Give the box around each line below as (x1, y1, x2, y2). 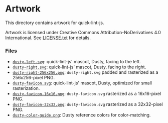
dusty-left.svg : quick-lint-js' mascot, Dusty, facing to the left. (12, 59, 141, 65)
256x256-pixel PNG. (12, 75, 55, 81)
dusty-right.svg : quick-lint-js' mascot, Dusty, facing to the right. (12, 64, 146, 70)
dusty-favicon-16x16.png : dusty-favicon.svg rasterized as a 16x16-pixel (12, 91, 161, 97)
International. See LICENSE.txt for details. (5, 35, 91, 41)
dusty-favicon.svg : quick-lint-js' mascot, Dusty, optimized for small (12, 80, 152, 86)
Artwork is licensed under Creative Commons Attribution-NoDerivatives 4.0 (5, 29, 161, 35)
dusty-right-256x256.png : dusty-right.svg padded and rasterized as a (12, 69, 158, 75)
